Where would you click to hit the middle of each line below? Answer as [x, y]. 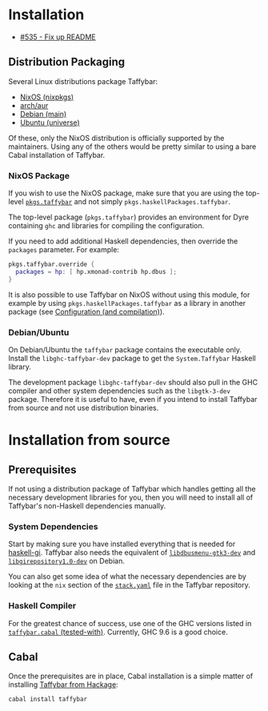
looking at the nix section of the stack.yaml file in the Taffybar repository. [129, 585]
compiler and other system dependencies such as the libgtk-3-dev [119, 391]
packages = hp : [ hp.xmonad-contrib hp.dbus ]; [96, 271]
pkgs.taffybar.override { [51, 265]
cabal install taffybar [48, 699]
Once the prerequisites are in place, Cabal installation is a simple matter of [131, 676]
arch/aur [34, 105]
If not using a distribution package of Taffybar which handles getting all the [132, 488]
